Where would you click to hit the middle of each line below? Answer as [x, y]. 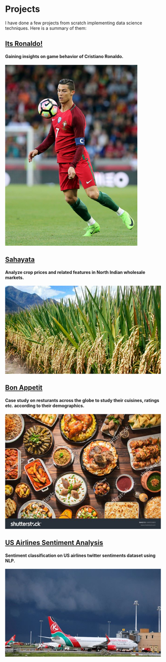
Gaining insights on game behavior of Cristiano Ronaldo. [64, 56]
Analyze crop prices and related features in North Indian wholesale [75, 272]
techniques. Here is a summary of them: [46, 28]
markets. [15, 277]
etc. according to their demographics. [45, 406]
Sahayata [20, 259]
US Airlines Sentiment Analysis [54, 543]
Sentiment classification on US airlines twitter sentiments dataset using [80, 555]
